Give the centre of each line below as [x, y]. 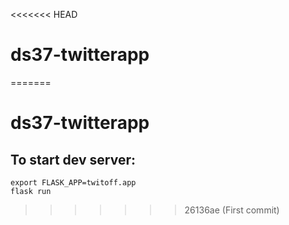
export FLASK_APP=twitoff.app [73, 182]
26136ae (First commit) [232, 210]
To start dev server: [73, 159]
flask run [31, 191]
